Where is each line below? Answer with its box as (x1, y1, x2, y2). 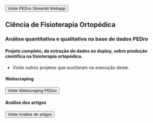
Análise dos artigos (5, 99, 46, 105)
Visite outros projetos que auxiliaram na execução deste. (12, 64, 129, 70)
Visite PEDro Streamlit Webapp (7, 6, 66, 11)
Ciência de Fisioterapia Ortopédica (5, 20, 116, 29)
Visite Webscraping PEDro (7, 87, 57, 93)
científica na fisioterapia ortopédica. (5, 53, 83, 59)
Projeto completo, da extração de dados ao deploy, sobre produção (5, 47, 147, 54)
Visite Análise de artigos (7, 111, 52, 117)
